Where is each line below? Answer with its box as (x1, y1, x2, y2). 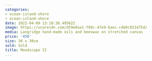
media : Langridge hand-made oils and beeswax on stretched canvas (5, 30, 143, 34)
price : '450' (5, 34, 32, 39)
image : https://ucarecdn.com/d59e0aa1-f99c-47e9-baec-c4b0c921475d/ (5, 25, 148, 30)
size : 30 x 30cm (5, 39, 38, 44)
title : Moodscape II (5, 47, 47, 52)
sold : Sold (5, 43, 27, 48)
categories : (5, 7, 29, 12)
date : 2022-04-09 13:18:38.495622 (5, 20, 76, 26)
